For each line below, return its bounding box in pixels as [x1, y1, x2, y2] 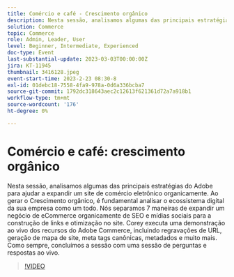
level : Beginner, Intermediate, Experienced [7, 43, 139, 50]
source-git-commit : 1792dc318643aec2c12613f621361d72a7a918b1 [7, 88, 192, 95]
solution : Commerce [7, 23, 64, 30]
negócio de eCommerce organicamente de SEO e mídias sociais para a [7, 211, 212, 220]
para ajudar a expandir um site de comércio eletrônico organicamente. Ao [7, 189, 219, 197]
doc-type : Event [7, 50, 54, 57]
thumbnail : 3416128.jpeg [7, 68, 79, 75]
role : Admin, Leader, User [7, 36, 86, 43]
